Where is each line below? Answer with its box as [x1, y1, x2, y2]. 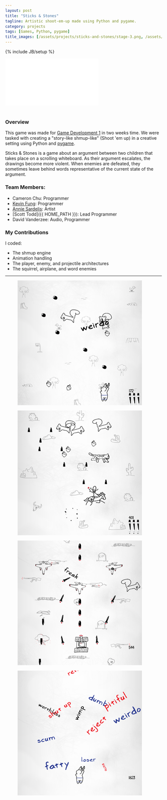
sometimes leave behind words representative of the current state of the [5, 166, 154, 172]
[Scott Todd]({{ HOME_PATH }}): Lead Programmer [12, 211, 117, 217]
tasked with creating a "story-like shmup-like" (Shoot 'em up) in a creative [5, 135, 157, 141]
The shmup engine [12, 250, 51, 256]
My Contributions [5, 229, 49, 236]
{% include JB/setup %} [5, 49, 55, 54]
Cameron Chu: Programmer [12, 195, 69, 201]
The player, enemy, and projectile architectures [12, 260, 109, 267]
